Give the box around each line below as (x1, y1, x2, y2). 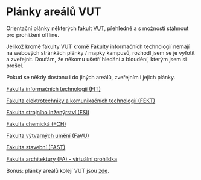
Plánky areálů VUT (6, 5, 101, 19)
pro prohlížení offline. (6, 31, 59, 38)
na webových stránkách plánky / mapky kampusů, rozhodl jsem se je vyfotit (6, 49, 195, 56)
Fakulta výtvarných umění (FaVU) (6, 132, 89, 139)
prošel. (6, 62, 24, 69)
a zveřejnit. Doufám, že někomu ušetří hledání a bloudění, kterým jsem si (6, 55, 187, 63)
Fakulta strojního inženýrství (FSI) (6, 108, 90, 116)
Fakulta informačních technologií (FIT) (6, 85, 101, 92)
